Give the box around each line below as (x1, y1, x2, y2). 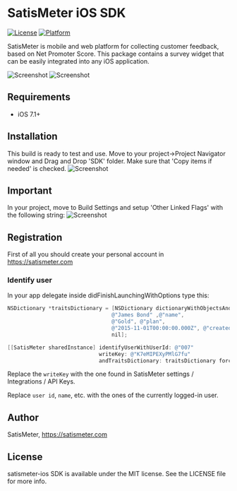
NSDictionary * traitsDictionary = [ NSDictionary (7, 305, 153, 312)
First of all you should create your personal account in (7, 250, 164, 259)
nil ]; (111, 331, 128, 338)
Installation (7, 131, 58, 143)
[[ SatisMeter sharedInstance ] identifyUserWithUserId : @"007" (7, 344, 194, 351)
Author (7, 411, 39, 423)
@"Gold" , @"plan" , (111, 318, 166, 326)
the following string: (7, 211, 66, 220)
